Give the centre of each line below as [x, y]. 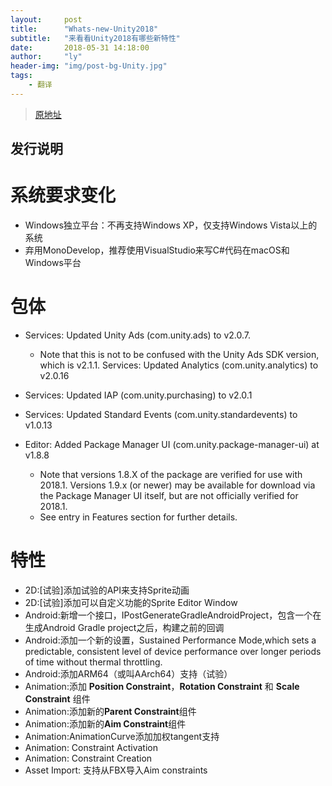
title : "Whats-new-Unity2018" [84, 29]
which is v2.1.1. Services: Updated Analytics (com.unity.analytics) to [179, 365]
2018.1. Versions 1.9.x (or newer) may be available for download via [177, 485]
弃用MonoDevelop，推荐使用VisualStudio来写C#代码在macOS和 [157, 250]
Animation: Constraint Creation [88, 758]
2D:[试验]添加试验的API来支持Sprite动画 [107, 590]
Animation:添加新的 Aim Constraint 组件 [105, 723]
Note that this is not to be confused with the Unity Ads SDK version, [179, 355]
